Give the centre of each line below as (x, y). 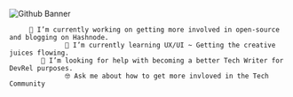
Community (28, 84)
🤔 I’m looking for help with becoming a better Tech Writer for (162, 61)
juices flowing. (39, 53)
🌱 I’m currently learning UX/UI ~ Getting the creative (170, 45)
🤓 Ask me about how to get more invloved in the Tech (167, 76)
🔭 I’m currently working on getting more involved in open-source (154, 30)
